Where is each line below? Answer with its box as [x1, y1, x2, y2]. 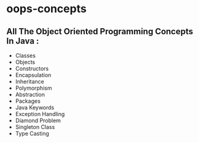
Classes [15, 52, 36, 59]
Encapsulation [15, 71, 52, 78]
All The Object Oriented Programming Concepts [6, 26, 193, 37]
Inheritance [15, 78, 45, 85]
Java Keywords [15, 104, 55, 111]
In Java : [6, 35, 39, 46]
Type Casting [15, 130, 49, 137]
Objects [15, 59, 36, 65]
